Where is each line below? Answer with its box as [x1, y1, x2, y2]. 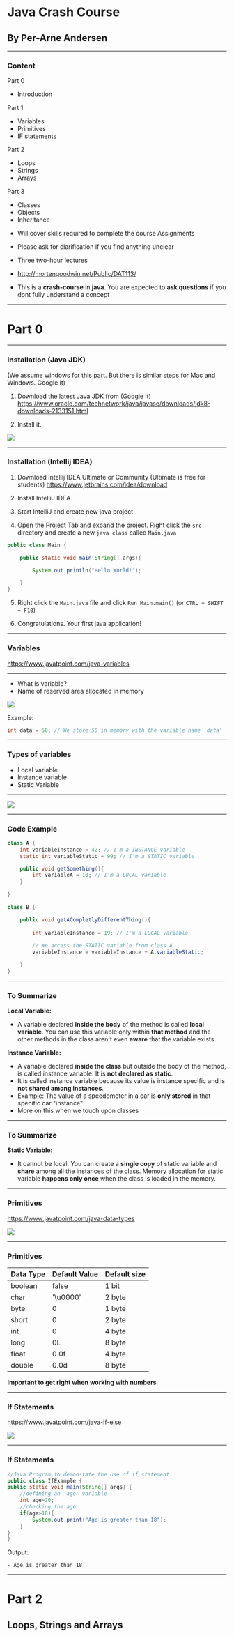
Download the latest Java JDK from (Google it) [17, 392, 151, 400]
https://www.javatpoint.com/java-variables [7, 659, 130, 668]
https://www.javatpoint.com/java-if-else [7, 1418, 122, 1426]
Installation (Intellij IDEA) [7, 457, 93, 467]
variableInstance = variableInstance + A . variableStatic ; [32, 949, 204, 956]
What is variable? [17, 679, 68, 687]
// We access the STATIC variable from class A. [32, 942, 176, 949]
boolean [10, 1281, 38, 1291]
